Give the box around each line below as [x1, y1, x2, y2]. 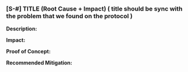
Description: [6, 25, 37, 32]
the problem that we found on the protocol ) [6, 12, 133, 20]
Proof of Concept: [6, 48, 51, 55]
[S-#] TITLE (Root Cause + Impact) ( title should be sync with [6, 5, 183, 13]
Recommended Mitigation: [6, 59, 72, 66]
